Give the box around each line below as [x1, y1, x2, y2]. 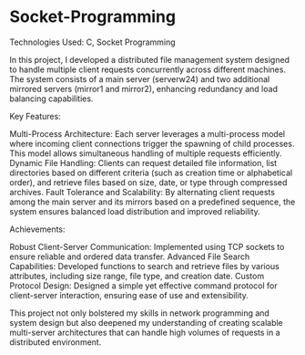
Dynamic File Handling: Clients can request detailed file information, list [9, 157, 278, 168]
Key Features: [9, 110, 61, 121]
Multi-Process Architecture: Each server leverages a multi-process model [9, 128, 285, 139]
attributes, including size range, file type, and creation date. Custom [9, 270, 265, 281]
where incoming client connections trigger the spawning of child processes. [9, 138, 295, 149]
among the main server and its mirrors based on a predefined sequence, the [9, 196, 296, 207]
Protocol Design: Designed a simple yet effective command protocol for [9, 280, 278, 291]
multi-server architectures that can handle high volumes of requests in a [9, 327, 280, 338]
